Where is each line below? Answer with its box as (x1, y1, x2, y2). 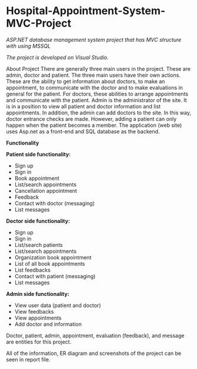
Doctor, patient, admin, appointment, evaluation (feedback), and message (6, 332, 185, 339)
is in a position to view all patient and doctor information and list (6, 103, 161, 110)
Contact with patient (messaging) (14, 272, 96, 279)
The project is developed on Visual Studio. (6, 54, 109, 61)
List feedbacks (14, 266, 51, 274)
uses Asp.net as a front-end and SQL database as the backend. (6, 128, 160, 135)
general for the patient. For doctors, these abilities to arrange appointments (6, 90, 189, 97)
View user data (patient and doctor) (14, 302, 101, 309)
